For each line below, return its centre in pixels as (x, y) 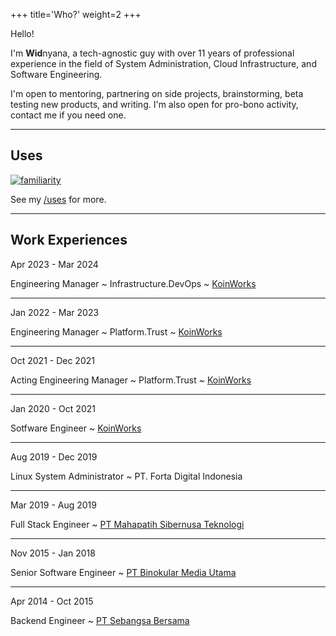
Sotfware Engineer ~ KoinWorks (76, 428)
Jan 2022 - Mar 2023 (55, 312)
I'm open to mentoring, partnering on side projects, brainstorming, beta (157, 93)
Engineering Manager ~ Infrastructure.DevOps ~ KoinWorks (133, 283)
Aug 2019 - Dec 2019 (54, 456)
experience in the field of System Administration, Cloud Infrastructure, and (163, 63)
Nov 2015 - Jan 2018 (53, 553)
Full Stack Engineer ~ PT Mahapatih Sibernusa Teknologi (127, 524)
